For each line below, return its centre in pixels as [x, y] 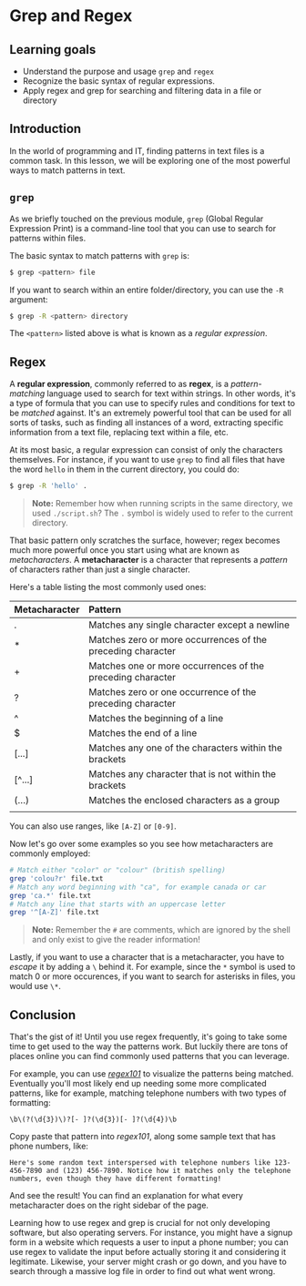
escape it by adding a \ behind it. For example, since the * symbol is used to [153, 967]
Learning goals [53, 50]
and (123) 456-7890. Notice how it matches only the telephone [168, 1171]
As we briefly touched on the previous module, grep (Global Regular [137, 219]
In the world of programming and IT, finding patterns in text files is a [137, 150]
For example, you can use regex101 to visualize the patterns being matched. [152, 1074]
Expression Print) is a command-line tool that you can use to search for [143, 228]
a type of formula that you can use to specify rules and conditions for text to [153, 403]
